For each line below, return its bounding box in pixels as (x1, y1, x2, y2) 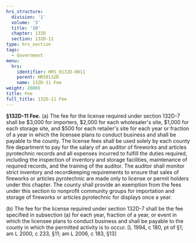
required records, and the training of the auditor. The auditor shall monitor (6, 162, 185, 169)
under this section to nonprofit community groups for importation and (6, 187, 175, 194)
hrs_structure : (6, 8, 44, 15)
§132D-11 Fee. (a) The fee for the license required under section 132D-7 (6, 112, 181, 119)
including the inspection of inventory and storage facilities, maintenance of (6, 156, 188, 163)
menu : (6, 58, 19, 64)
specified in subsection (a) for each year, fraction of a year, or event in (6, 211, 177, 218)
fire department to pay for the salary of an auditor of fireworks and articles (6, 144, 187, 151)
